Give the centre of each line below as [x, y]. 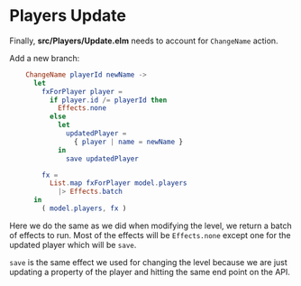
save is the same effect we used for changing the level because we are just [149, 262]
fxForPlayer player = [82, 91]
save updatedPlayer [103, 159]
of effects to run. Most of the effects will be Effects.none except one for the [150, 235]
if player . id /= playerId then [108, 100]
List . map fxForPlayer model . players [118, 183]
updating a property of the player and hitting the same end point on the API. [150, 272]
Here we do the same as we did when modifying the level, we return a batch [150, 226]
